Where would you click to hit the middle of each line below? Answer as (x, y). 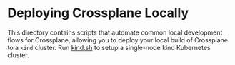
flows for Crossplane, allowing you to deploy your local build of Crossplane (118, 40)
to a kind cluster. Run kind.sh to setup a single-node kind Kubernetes (109, 47)
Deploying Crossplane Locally (98, 13)
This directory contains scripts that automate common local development (115, 32)
